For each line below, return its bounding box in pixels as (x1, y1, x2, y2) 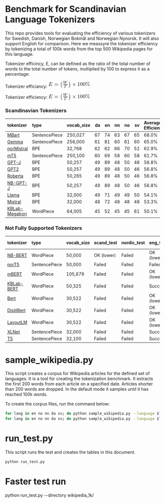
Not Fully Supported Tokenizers (5, 224, 82, 231)
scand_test (94, 240, 117, 246)
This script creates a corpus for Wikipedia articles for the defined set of (5, 371, 150, 377)
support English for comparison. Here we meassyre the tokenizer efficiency (5, 40, 158, 46)
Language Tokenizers (5, 14, 95, 25)
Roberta (7, 173, 24, 179)
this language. (5, 51, 34, 57)
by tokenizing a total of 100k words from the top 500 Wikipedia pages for (5, 46, 153, 52)
